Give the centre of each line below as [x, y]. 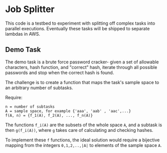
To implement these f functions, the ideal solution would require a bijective [82, 140]
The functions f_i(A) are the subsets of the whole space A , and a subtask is [83, 125]
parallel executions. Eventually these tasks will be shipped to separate [77, 28]
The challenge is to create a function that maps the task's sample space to [82, 82]
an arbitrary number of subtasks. [39, 88]
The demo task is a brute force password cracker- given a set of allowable [82, 62]
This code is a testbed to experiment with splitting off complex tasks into [80, 23]
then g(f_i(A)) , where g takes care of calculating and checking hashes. [79, 130]
